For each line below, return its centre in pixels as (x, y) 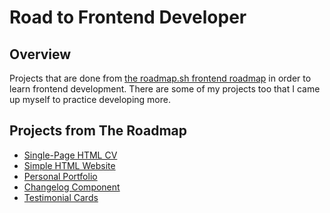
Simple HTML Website (69, 165)
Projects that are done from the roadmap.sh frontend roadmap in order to (160, 78)
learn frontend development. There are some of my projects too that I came (165, 89)
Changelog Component (72, 187)
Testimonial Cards (61, 197)
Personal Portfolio (60, 176)
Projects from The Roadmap (98, 131)
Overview (40, 54)
